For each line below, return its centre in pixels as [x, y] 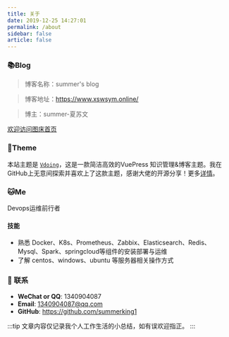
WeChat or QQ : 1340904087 [60, 296]
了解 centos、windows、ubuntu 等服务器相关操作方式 [95, 260]
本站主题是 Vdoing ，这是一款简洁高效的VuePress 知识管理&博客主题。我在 [114, 164]
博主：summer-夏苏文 [56, 114]
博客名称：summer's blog [62, 84]
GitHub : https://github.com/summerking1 [77, 311]
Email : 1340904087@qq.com [60, 304]
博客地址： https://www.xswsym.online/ [81, 99]
